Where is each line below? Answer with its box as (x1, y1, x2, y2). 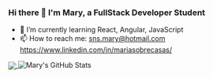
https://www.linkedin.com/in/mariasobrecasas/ (19, 45, 172, 54)
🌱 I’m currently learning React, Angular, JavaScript (19, 25, 184, 35)
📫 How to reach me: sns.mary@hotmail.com (19, 34, 166, 43)
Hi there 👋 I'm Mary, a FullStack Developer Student (8, 7, 206, 18)
